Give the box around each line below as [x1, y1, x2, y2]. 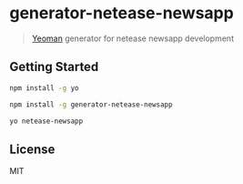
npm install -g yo [9, 83, 79, 93]
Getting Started [9, 59, 99, 75]
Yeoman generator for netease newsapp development [31, 33, 235, 44]
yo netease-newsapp [9, 117, 84, 126]
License [9, 141, 56, 157]
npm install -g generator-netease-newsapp [9, 99, 173, 109]
